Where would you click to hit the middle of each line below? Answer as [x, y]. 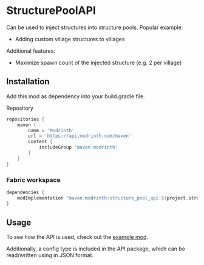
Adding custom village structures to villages [70, 39]
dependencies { [25, 192]
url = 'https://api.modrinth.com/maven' [80, 136]
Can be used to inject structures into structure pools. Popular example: [95, 27]
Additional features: [31, 51]
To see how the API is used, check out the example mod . [77, 237]
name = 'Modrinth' [51, 130]
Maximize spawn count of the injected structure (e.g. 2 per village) [98, 62]
